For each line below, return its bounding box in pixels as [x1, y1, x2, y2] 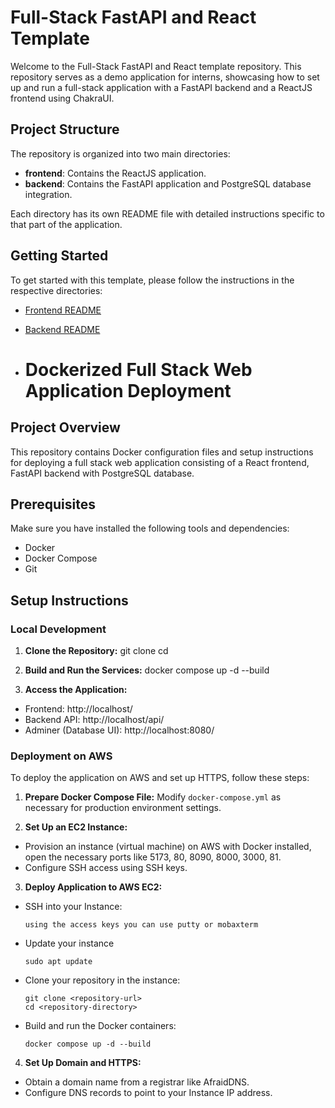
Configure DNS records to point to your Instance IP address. [24, 1087, 273, 1099]
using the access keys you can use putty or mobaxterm [24, 920, 259, 930]
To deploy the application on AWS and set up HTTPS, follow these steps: [10, 772, 310, 784]
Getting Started [10, 247, 109, 265]
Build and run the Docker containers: [24, 1020, 177, 1032]
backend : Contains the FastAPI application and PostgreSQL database [24, 177, 312, 190]
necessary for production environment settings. [24, 802, 222, 814]
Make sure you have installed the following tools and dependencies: [10, 522, 290, 535]
